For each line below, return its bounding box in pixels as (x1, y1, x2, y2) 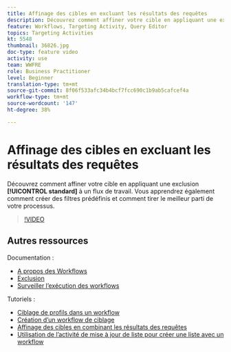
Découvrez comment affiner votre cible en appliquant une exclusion (7, 179, 199, 188)
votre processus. (7, 202, 55, 210)
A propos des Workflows (16, 266, 87, 275)
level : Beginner (7, 74, 54, 81)
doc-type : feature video (7, 49, 78, 56)
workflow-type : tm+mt (7, 94, 69, 101)
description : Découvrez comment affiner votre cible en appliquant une (7, 17, 217, 23)
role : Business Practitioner (7, 68, 91, 75)
